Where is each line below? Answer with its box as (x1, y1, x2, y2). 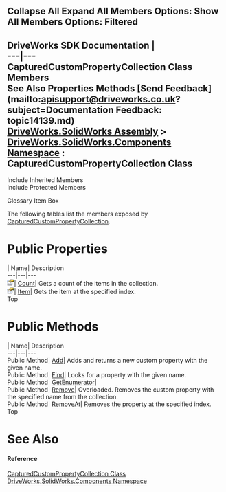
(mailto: (7, 93, 41, 105)
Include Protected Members (7, 183, 86, 192)
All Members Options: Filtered (7, 16, 139, 28)
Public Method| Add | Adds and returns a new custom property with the (7, 357, 208, 365)
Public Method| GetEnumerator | (7, 378, 98, 387)
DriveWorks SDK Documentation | (7, 39, 155, 51)
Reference (7, 454, 38, 462)
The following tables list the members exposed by (7, 210, 148, 219)
